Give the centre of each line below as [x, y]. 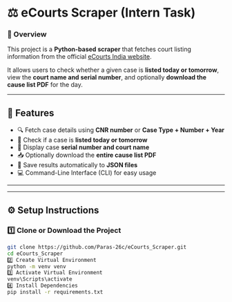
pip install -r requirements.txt [55, 292]
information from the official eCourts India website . [79, 57]
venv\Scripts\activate [40, 279]
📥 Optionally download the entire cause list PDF [87, 155]
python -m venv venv [37, 266]
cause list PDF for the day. [45, 85]
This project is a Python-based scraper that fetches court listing [99, 49]
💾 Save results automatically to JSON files [77, 165]
